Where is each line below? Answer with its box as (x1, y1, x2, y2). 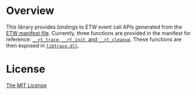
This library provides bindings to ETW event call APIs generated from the (6, 23, 183, 30)
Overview (6, 4, 55, 18)
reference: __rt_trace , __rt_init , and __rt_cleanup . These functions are (6, 36, 182, 43)
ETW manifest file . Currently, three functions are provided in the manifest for (6, 29, 191, 36)
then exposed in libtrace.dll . (6, 42, 80, 49)
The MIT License (6, 82, 47, 89)
